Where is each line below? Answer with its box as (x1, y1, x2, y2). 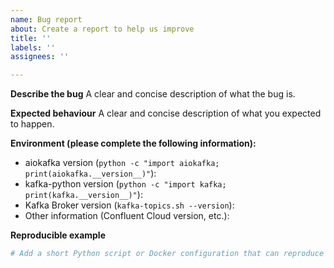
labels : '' (10, 42, 56, 53)
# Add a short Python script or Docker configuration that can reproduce (10, 249, 325, 259)
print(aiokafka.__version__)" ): (24, 167, 157, 180)
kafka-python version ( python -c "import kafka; (24, 178, 227, 190)
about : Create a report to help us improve (10, 24, 195, 34)
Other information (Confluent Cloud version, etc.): (24, 210, 230, 222)
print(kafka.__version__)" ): (24, 189, 143, 201)
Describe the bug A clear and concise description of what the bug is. (10, 88, 296, 100)
